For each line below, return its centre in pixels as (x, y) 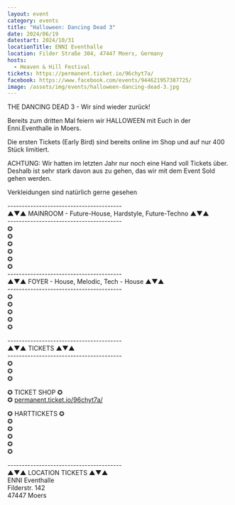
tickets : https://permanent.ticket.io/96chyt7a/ (81, 73)
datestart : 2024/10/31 (41, 41)
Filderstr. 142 (26, 488)
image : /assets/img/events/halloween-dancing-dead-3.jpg (93, 87)
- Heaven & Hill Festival (52, 67)
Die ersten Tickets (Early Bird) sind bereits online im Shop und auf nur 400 (116, 142)
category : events (33, 21)
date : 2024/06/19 (33, 34)
